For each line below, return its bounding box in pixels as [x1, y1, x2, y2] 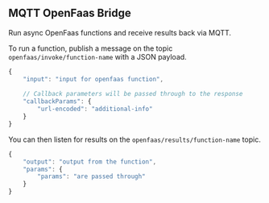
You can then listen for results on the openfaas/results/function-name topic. [8, 135, 262, 144]
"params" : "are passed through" [37, 172, 147, 180]
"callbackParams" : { [23, 97, 92, 106]
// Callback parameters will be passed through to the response [23, 90, 243, 98]
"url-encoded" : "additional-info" [37, 105, 153, 114]
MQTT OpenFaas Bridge [8, 6, 131, 20]
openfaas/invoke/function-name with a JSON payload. [8, 52, 187, 61]
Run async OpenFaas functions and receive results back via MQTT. [8, 27, 232, 37]
